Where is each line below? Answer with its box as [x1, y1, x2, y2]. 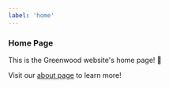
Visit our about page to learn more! [8, 70, 122, 79]
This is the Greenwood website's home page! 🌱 [8, 55, 162, 64]
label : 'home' [8, 11, 55, 20]
